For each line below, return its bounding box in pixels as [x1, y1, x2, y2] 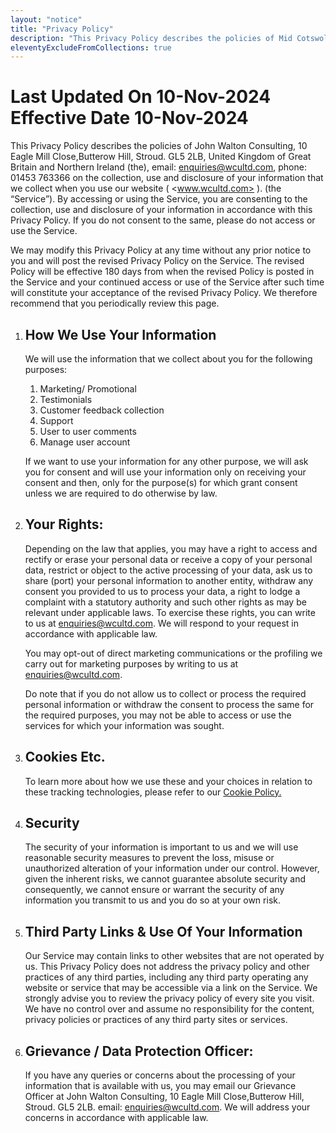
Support [39, 415, 74, 426]
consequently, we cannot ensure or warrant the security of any [24, 884, 285, 896]
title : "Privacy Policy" [10, 24, 114, 34]
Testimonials [39, 394, 93, 405]
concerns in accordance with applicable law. [24, 1112, 209, 1124]
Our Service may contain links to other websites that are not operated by [24, 950, 325, 962]
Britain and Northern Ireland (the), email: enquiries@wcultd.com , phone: [10, 161, 307, 173]
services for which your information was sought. [24, 719, 225, 731]
